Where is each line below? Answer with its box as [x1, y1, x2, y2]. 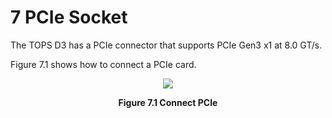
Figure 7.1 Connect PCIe [118, 96, 218, 108]
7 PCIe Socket [10, 6, 128, 29]
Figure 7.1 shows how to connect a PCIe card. [10, 58, 197, 70]
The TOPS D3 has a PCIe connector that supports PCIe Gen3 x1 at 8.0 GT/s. [10, 39, 323, 51]
